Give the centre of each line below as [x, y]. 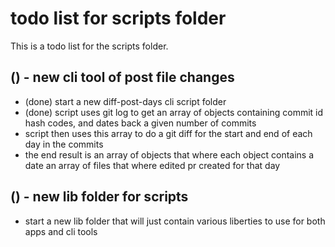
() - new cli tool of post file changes [122, 77]
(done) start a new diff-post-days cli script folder [125, 101]
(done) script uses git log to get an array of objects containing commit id [174, 112]
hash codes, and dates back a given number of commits [140, 123]
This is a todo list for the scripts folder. [89, 46]
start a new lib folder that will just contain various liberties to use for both [175, 221]
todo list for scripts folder [118, 18]
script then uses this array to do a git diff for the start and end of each [168, 133]
